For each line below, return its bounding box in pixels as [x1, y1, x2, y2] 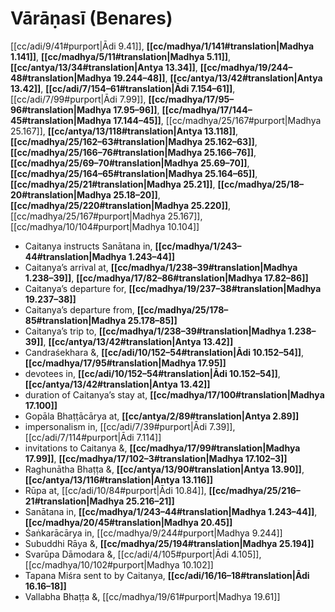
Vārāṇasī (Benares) [10, 7, 173, 30]
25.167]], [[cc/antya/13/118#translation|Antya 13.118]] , [10, 125, 239, 137]
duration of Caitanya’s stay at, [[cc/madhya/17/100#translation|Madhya [24, 388, 325, 401]
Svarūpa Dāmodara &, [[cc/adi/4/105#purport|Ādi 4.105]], [24, 548, 262, 560]
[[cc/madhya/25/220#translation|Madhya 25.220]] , [10, 199, 232, 211]
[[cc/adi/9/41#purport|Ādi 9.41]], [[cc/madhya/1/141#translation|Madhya [10, 40, 315, 52]
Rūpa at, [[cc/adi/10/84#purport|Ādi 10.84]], [24, 484, 207, 496]
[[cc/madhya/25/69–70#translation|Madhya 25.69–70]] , [10, 157, 250, 169]
